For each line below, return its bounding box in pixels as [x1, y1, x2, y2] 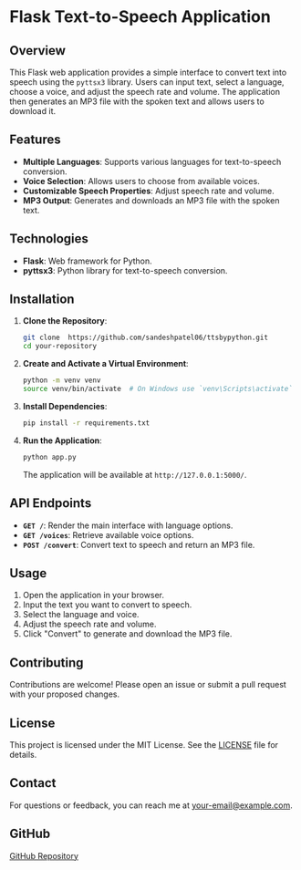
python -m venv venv [22, 376, 101, 385]
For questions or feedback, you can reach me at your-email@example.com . [9, 800, 294, 811]
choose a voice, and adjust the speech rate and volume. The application [9, 87, 281, 97]
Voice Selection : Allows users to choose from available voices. [22, 175, 260, 186]
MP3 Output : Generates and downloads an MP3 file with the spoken [22, 194, 280, 206]
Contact [9, 775, 57, 791]
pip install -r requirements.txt [22, 418, 150, 428]
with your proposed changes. [9, 689, 120, 699]
